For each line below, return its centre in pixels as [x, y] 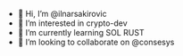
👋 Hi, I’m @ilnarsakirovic [62, 14]
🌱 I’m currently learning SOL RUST [81, 32]
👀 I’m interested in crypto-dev [72, 23]
